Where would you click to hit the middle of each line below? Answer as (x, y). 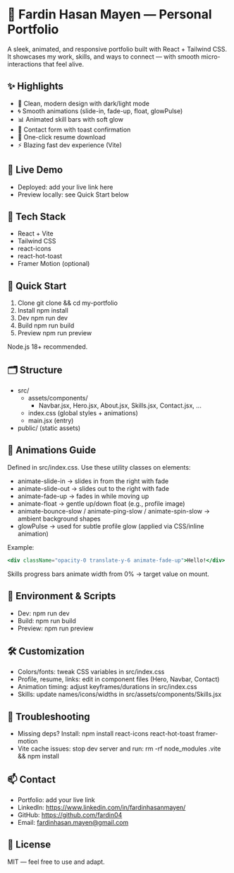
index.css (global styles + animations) (83, 413)
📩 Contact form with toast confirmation (74, 129)
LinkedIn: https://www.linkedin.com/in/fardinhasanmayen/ (101, 807)
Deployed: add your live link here (65, 187)
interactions (25, 64)
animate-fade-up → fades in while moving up (83, 496)
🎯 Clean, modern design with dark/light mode (84, 103)
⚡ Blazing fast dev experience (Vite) (69, 145)
